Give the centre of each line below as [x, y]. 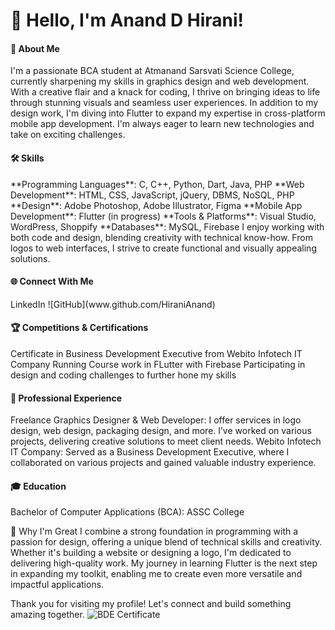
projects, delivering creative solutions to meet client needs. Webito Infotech [166, 441]
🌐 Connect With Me [52, 281]
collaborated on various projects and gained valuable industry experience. [163, 463]
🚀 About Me [35, 48]
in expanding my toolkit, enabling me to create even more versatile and [156, 574]
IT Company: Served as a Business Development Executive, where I [150, 452]
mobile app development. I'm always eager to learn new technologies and [162, 124]
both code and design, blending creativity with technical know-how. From [161, 237]
